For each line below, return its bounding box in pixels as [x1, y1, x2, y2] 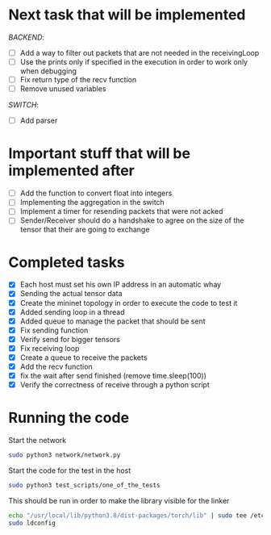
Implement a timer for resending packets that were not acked [19, 207, 223, 216]
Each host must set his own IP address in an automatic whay [19, 280, 222, 290]
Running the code [8, 409, 130, 427]
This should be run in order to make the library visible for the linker [8, 495, 230, 505]
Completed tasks [8, 253, 125, 271]
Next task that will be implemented [8, 6, 246, 24]
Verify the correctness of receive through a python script [19, 380, 210, 390]
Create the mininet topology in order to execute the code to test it [19, 298, 238, 307]
